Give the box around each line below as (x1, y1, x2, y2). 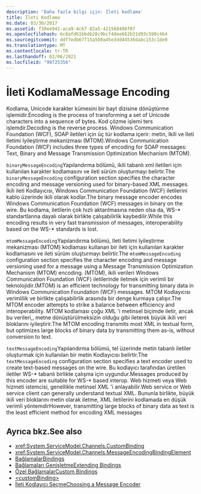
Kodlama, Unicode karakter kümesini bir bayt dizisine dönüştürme (6, 105, 169, 112)
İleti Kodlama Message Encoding (6, 85, 170, 99)
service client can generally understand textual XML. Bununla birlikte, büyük (6, 390, 195, 397)
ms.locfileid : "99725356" (6, 59, 71, 65)
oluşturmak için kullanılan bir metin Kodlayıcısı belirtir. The (6, 351, 148, 358)
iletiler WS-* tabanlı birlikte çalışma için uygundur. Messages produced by (6, 370, 189, 378)
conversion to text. (6, 333, 53, 340)
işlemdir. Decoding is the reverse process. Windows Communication (6, 124, 174, 131)
